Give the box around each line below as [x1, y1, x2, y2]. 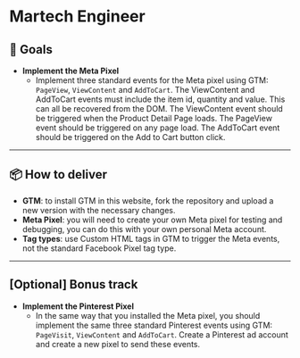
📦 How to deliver [9, 167, 107, 182]
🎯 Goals [9, 42, 54, 57]
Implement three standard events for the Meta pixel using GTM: [35, 75, 269, 86]
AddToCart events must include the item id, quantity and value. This [35, 94, 286, 104]
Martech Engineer [9, 6, 146, 27]
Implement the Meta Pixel [21, 65, 120, 76]
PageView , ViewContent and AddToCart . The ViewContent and [35, 85, 255, 95]
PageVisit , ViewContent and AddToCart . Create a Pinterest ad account [35, 329, 288, 340]
